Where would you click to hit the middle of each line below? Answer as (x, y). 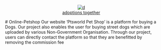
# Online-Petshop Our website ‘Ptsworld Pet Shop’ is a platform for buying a (80, 22)
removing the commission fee (35, 42)
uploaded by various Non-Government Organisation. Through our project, (78, 32)
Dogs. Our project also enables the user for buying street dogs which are (78, 27)
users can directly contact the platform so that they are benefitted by (74, 37)
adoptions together (81, 12)
